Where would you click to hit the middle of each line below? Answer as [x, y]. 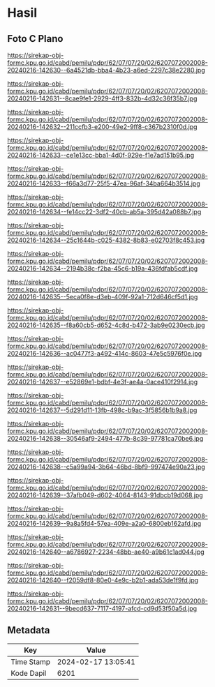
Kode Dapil [29, 673]
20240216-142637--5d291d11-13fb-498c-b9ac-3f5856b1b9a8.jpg [102, 410]
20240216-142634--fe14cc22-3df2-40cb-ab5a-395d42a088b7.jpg [104, 212]
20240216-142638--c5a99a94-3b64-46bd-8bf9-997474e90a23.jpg [106, 467]
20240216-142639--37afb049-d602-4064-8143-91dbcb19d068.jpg [105, 495]
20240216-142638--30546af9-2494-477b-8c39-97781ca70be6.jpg [105, 438]
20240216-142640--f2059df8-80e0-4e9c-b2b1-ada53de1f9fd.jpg [103, 580]
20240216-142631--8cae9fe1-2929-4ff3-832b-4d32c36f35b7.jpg [102, 98]
